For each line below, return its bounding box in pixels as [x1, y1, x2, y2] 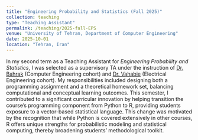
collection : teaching [6, 14, 60, 20]
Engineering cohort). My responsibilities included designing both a [6, 76, 168, 83]
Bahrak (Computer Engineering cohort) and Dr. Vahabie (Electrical [6, 70, 167, 77]
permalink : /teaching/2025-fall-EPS [6, 25, 96, 31]
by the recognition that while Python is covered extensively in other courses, [6, 114, 193, 121]
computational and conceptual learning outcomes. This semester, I [6, 89, 168, 96]
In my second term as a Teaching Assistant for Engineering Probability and [6, 57, 189, 65]
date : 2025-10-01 [6, 36, 49, 42]
